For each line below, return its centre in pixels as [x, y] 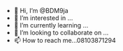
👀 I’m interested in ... [43, 18]
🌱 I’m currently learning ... [51, 25]
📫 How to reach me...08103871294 [65, 40]
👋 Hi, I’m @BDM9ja [41, 11]
